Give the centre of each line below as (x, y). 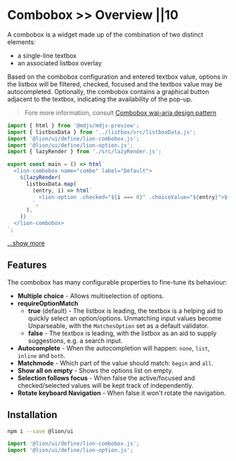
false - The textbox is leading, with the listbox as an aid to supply (122, 333)
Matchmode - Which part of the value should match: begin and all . (115, 363)
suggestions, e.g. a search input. (75, 340)
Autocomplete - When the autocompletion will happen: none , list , (114, 348)
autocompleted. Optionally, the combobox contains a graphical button (108, 91)
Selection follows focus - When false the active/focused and (106, 378)
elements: (22, 41)
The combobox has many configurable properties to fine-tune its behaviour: (117, 282)
